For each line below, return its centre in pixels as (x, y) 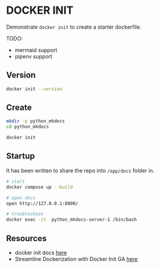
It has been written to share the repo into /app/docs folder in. (80, 170)
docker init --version (34, 89)
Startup (21, 156)
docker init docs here (41, 252)
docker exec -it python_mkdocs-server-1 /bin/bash (71, 220)
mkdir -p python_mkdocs (36, 121)
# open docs (21, 198)
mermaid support (36, 50)
